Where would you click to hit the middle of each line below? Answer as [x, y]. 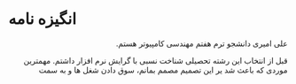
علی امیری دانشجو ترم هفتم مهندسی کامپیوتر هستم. [202, 43]
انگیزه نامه [43, 19]
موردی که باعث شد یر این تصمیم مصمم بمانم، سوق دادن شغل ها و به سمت [163, 70]
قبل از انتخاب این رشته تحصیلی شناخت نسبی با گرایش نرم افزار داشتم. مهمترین [156, 60]
